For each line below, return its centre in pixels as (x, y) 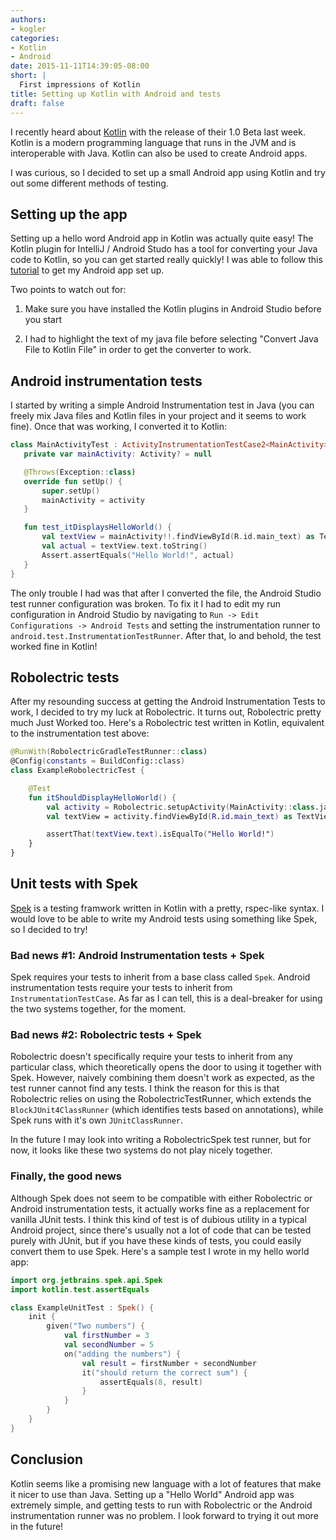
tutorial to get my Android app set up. (87, 270)
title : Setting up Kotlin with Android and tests (116, 94)
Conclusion (47, 1459)
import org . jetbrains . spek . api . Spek (86, 1280)
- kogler (28, 29)
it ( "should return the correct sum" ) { (164, 1372)
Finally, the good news (66, 1176)
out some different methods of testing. (89, 183)
